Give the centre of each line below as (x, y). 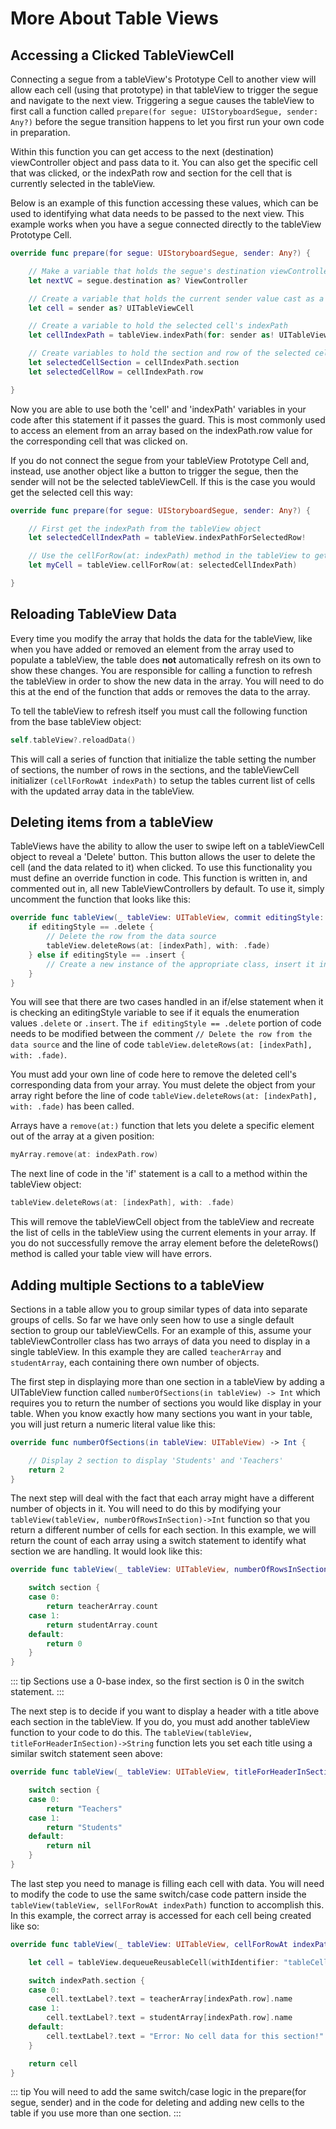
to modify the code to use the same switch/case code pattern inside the (158, 1894)
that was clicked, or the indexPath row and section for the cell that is (151, 173)
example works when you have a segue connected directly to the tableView (166, 224)
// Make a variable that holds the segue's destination (147, 271)
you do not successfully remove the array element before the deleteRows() (165, 1243)
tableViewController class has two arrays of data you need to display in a (160, 1341)
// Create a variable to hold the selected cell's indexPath (158, 326)
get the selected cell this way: (71, 492)
